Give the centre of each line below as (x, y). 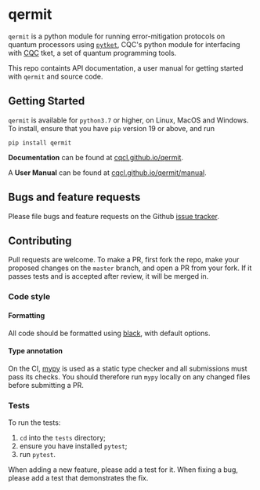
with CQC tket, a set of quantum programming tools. (92, 53)
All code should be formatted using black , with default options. (109, 333)
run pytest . (38, 454)
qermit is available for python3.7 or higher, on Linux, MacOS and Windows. (128, 120)
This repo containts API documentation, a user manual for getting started (126, 68)
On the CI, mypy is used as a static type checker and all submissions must (128, 368)
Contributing (40, 241)
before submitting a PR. (46, 385)
